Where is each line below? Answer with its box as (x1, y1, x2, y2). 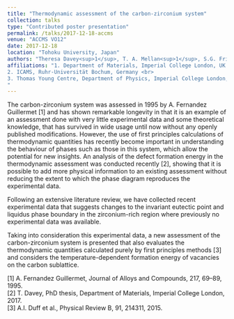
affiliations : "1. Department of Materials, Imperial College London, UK (7, 62, 226, 69)
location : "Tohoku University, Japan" (7, 49, 120, 56)
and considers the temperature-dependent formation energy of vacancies (7, 254, 219, 262)
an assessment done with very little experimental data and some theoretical (7, 116, 224, 124)
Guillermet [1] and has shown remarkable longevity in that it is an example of (7, 108, 226, 116)
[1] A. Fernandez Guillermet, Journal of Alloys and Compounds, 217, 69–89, (7, 274, 222, 283)
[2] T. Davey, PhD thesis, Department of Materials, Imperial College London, (7, 289, 225, 297)
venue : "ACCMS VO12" (7, 36, 68, 43)
